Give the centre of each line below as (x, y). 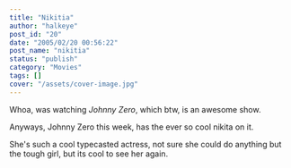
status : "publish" (44, 59)
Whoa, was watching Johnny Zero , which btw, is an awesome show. (135, 109)
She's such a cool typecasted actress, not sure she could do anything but (145, 144)
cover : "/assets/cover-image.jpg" (74, 84)
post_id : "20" (36, 34)
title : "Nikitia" (42, 17)
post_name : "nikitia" (50, 51)
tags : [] (26, 76)
